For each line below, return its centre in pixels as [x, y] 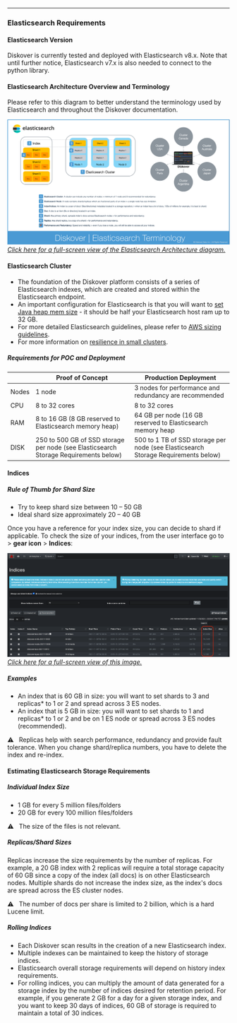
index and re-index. [36, 755]
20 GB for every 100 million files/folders [75, 812]
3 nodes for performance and [177, 388]
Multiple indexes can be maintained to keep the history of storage [113, 953]
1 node [46, 391]
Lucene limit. [26, 911]
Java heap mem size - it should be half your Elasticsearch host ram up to [123, 312]
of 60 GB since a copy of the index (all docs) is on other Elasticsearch [109, 875]
